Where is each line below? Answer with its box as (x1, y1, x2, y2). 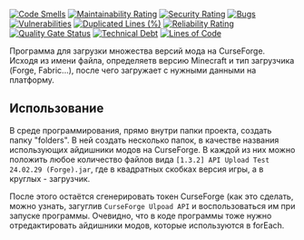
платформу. (9, 75, 54, 85)
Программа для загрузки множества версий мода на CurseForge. (9, 45, 266, 56)
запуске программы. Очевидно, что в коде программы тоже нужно (9, 210, 272, 221)
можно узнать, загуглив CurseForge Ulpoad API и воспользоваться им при (9, 200, 296, 211)
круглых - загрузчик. (9, 173, 91, 184)
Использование (9, 101, 104, 116)
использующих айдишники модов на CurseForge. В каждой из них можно (9, 144, 296, 155)
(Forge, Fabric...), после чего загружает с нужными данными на (9, 65, 257, 75)
